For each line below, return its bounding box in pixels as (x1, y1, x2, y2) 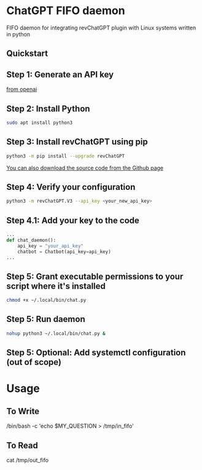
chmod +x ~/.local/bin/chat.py (6, 297, 87, 304)
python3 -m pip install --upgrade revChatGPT (6, 153, 125, 159)
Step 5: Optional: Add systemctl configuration (6, 348, 186, 358)
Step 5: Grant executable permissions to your (6, 271, 184, 281)
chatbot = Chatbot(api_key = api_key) (17, 248, 112, 255)
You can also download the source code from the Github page (6, 164, 164, 171)
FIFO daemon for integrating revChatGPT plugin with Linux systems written (6, 24, 196, 31)
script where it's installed (6, 281, 106, 291)
